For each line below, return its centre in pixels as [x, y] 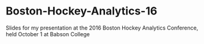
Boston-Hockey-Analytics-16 [82, 11]
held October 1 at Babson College [48, 34]
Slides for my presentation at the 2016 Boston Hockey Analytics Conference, [102, 28]
